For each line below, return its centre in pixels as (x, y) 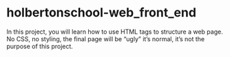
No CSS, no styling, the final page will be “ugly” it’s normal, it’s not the (105, 38)
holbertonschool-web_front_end (102, 13)
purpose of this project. (40, 46)
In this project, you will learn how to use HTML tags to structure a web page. (115, 32)
